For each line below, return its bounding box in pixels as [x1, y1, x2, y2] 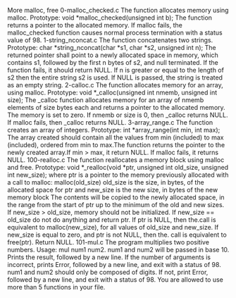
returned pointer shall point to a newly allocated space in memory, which [7, 51, 218, 59]
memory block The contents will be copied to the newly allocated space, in [7, 193, 225, 201]
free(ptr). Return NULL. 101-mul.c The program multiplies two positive [7, 238, 210, 246]
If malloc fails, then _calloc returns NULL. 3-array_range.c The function [7, 118, 213, 126]
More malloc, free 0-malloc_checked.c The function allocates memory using [7, 6, 229, 14]
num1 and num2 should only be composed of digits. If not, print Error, [7, 268, 209, 276]
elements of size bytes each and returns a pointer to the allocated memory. [7, 104, 225, 111]
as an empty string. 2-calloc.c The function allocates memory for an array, [7, 81, 223, 89]
